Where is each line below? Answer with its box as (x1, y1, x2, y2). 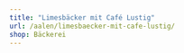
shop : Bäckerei (9, 30, 67, 39)
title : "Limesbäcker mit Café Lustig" (9, 13, 155, 22)
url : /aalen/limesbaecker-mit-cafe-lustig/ (9, 22, 176, 31)
